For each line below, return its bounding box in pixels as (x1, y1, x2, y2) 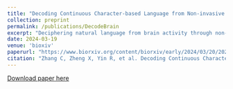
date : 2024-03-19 (7, 36, 58, 43)
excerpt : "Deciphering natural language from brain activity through (7, 29, 213, 37)
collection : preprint (7, 17, 70, 23)
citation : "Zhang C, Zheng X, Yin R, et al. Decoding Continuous (7, 55, 200, 62)
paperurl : (7, 49, 36, 56)
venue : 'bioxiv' (7, 42, 54, 49)
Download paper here (7, 74, 69, 82)
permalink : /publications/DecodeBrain (7, 23, 119, 30)
